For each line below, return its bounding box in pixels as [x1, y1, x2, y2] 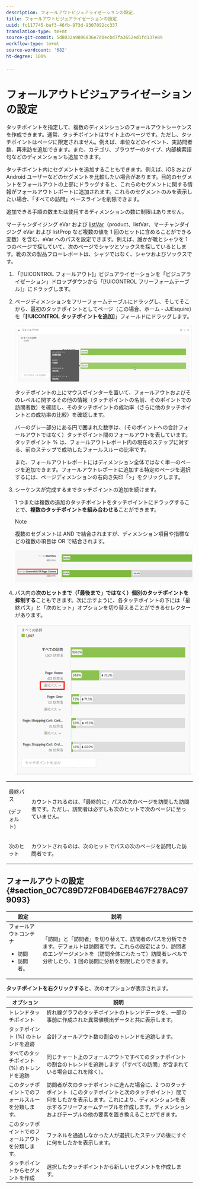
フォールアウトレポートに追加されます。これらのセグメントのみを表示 [16, 188, 188, 195]
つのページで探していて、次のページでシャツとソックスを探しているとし [6, 243, 182, 250]
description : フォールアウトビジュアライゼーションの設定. [6, 9, 136, 15]
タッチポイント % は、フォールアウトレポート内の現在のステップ [14, 438, 174, 445]
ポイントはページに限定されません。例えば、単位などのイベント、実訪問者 [11, 138, 193, 145]
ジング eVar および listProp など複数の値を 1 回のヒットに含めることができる [6, 228, 192, 235]
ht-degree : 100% [6, 53, 46, 59]
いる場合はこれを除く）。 [46, 1068, 107, 1076]
